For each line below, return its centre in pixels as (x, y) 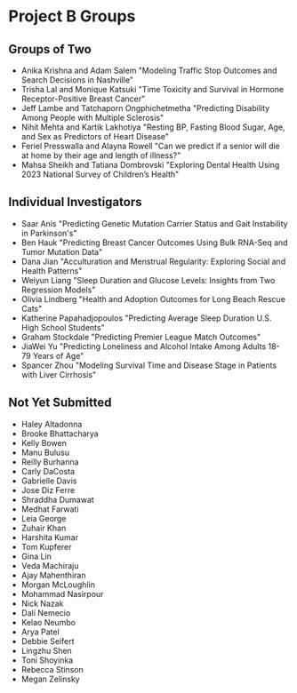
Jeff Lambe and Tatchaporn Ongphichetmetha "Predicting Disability (145, 108)
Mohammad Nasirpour (62, 593)
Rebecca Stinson (52, 669)
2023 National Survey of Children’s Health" (100, 174)
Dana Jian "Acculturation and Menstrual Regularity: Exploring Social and (153, 261)
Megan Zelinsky (51, 679)
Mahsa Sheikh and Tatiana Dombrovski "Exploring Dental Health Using (150, 165)
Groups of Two (50, 49)
